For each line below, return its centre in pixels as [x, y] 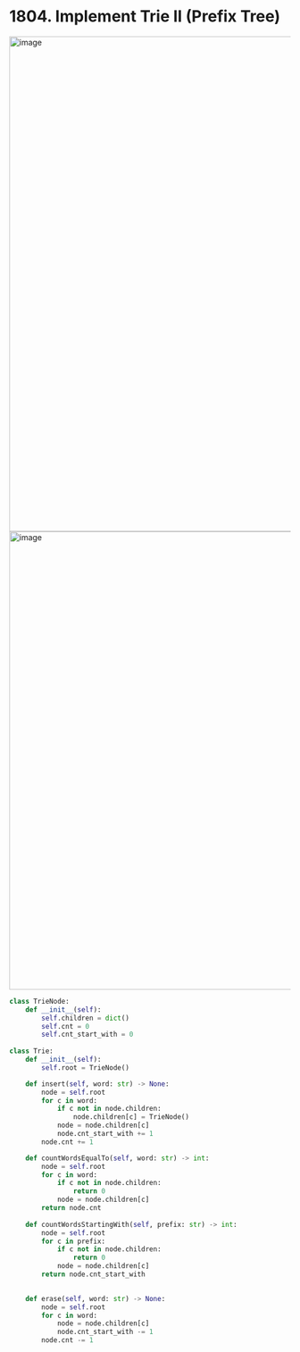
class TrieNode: [39, 1001]
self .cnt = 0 [66, 1026]
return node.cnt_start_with [93, 1274]
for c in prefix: [73, 1241]
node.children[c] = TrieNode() [131, 1117]
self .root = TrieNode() [85, 1068]
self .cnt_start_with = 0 [87, 1035]
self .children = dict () [85, 1018]
